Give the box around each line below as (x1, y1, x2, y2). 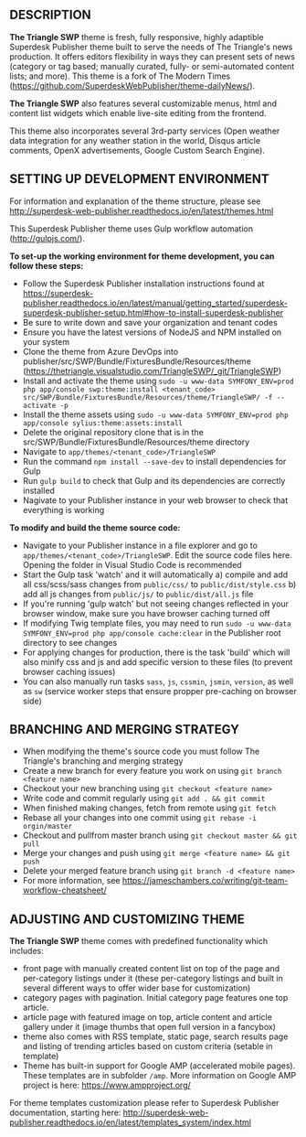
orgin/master (22, 822, 73, 831)
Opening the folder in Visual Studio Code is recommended (22, 559, 242, 570)
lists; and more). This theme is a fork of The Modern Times (9, 70, 231, 81)
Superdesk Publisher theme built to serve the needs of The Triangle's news (9, 41, 293, 52)
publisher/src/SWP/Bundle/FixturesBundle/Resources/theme (22, 356, 251, 367)
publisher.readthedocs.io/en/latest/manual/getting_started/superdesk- (22, 297, 288, 308)
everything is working (22, 504, 105, 515)
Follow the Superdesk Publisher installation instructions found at (22, 278, 265, 289)
